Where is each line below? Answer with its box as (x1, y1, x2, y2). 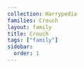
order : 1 (13, 50, 40, 57)
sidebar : (7, 43, 33, 50)
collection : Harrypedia (7, 10, 78, 18)
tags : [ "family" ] (7, 37, 59, 44)
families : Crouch (7, 17, 59, 24)
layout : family (7, 23, 52, 30)
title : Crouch (7, 30, 49, 38)
